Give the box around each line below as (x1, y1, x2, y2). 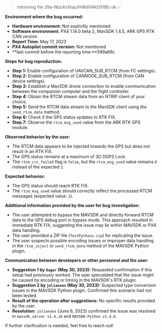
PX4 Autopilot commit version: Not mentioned (12, 44, 106, 50)
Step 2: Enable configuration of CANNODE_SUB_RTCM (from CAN (12, 73, 145, 79)
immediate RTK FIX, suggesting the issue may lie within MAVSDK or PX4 (12, 222, 156, 228)
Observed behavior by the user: (5, 134, 71, 140)
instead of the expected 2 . (12, 164, 64, 169)
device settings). (12, 78, 46, 84)
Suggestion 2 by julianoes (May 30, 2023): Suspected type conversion (12, 283, 156, 288)
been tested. (12, 293, 38, 298)
